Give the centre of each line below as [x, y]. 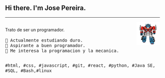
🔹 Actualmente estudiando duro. [44, 40]
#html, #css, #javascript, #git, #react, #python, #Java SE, [80, 65]
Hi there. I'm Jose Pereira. [45, 8]
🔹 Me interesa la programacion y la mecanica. [62, 51]
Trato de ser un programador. [35, 29]
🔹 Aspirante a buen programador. [45, 45]
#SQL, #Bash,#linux [28, 70]
